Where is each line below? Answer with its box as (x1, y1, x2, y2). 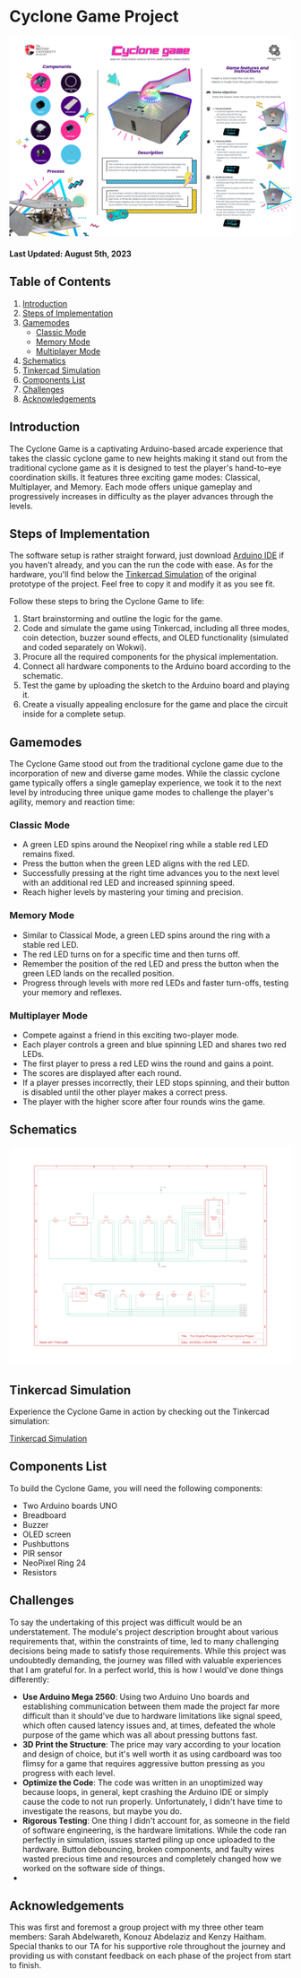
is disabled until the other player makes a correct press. (21, 1087, 228, 1097)
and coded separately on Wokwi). (21, 642, 147, 653)
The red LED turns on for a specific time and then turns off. (21, 949, 240, 959)
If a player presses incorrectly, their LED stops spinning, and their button (21, 1078, 290, 1089)
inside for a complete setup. (21, 708, 126, 719)
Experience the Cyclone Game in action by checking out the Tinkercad (9, 1406, 271, 1417)
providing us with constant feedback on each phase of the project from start (9, 1950, 291, 1961)
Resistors (21, 1566, 57, 1577)
